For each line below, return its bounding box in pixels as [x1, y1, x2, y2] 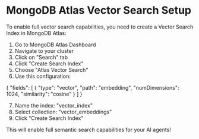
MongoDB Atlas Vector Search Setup [6, 4, 192, 17]
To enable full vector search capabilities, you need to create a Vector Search [6, 23, 194, 30]
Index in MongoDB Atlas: [6, 29, 67, 36]
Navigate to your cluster [14, 47, 74, 54]
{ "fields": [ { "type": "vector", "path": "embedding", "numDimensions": [6, 84, 179, 91]
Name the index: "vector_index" [14, 102, 93, 109]
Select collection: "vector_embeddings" [14, 108, 112, 115]
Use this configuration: [14, 72, 71, 80]
